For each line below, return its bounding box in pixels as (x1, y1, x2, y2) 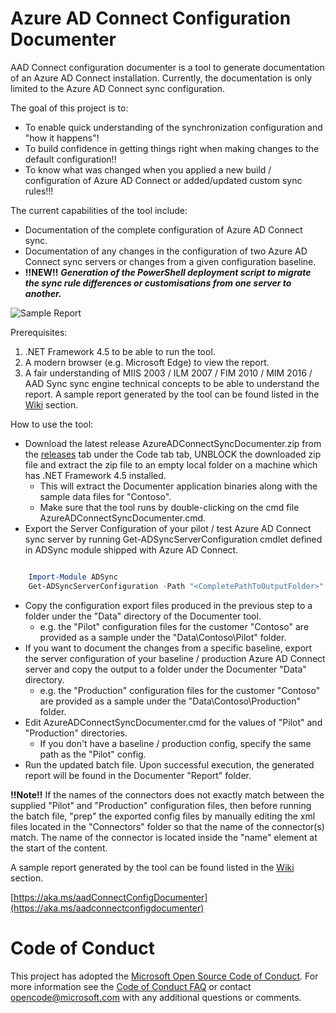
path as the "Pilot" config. (39, 748, 147, 760)
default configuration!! (24, 153, 117, 165)
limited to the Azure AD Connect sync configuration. (10, 82, 225, 94)
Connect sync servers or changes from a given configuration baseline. (24, 255, 317, 267)
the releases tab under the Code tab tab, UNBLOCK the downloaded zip (24, 448, 322, 460)
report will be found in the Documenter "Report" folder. (24, 769, 252, 781)
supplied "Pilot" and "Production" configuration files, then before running (10, 799, 312, 811)
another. (24, 287, 62, 299)
